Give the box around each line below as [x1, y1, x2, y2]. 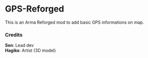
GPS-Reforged [5, 3, 64, 14]
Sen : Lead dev [5, 43, 34, 48]
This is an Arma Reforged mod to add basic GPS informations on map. [5, 19, 144, 25]
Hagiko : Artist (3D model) [5, 47, 56, 54]
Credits [5, 31, 23, 38]
